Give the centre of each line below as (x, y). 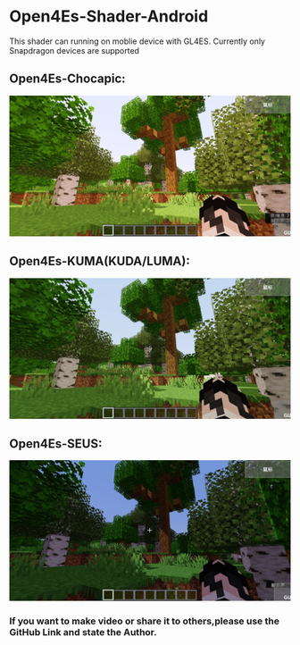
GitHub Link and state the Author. (83, 632)
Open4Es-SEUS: (56, 444)
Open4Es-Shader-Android (109, 17)
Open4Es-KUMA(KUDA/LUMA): (100, 261)
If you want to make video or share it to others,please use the (144, 621)
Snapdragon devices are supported (75, 50)
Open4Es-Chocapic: (68, 79)
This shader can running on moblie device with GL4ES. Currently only (137, 41)
